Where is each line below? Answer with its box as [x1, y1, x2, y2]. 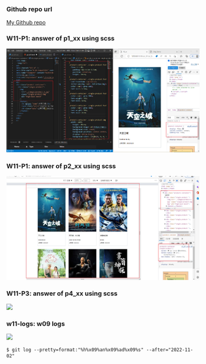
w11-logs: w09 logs [6, 319, 66, 328]
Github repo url [6, 5, 53, 14]
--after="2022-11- [146, 347, 193, 353]
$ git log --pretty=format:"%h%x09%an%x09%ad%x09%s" [6, 347, 144, 353]
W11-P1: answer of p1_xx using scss [6, 34, 115, 43]
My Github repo [6, 19, 46, 26]
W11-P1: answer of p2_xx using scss [6, 161, 116, 170]
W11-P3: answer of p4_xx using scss [6, 289, 118, 298]
